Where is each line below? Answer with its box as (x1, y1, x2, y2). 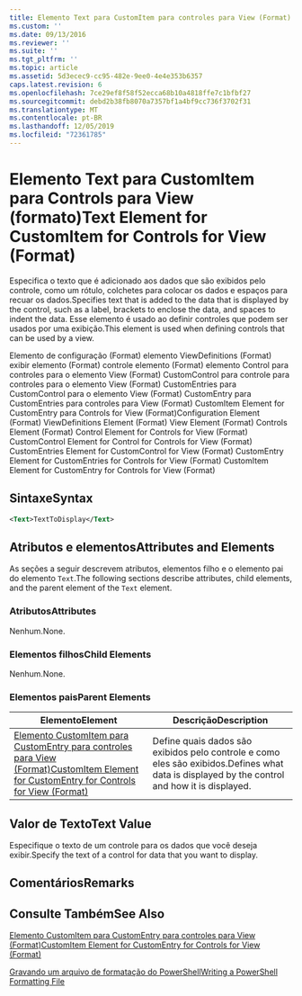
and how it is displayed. (152, 780, 252, 793)
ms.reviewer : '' (9, 38, 70, 48)
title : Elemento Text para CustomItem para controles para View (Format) (9, 13, 292, 22)
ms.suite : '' (9, 47, 58, 56)
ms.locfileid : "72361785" (9, 130, 106, 139)
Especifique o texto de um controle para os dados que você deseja (9, 840, 258, 851)
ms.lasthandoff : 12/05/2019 (9, 122, 115, 131)
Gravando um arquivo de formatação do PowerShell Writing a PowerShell (9, 966, 279, 977)
